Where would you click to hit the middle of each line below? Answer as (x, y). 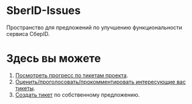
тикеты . (25, 88)
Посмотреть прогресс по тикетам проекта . (72, 75)
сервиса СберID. (28, 33)
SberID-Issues (44, 11)
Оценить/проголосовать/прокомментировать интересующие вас (100, 81)
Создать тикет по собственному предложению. (77, 94)
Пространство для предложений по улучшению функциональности (94, 27)
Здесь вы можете (54, 59)
